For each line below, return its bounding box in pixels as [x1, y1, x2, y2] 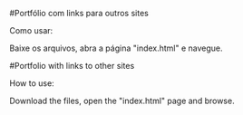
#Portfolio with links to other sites [9, 61, 135, 71]
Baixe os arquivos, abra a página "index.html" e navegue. [9, 43, 224, 53]
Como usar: [9, 25, 53, 35]
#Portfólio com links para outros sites [9, 8, 150, 18]
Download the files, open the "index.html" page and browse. [9, 95, 235, 106]
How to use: [9, 78, 54, 89]
